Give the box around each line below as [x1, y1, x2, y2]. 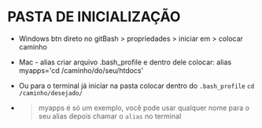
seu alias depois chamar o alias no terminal [38, 111, 182, 121]
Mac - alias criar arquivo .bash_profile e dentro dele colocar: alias [18, 57, 232, 67]
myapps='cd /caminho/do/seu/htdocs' [18, 65, 144, 75]
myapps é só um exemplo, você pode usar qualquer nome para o [38, 103, 249, 112]
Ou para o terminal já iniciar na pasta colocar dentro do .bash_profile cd [18, 81, 255, 90]
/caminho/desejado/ [18, 89, 83, 97]
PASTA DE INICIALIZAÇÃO [7, 8, 181, 26]
